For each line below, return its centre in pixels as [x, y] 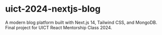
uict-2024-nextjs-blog [53, 9]
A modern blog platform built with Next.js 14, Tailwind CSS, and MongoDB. [81, 22]
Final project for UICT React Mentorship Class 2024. [59, 27]
